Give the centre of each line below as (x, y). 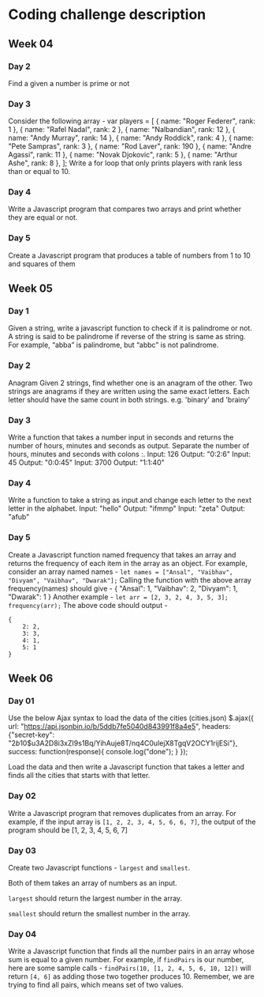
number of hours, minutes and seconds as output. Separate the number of (129, 446)
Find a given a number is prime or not (69, 83)
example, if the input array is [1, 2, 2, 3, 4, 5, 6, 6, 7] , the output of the (132, 821)
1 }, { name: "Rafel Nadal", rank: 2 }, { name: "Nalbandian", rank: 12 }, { (122, 130)
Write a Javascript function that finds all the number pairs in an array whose (131, 951)
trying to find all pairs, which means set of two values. (96, 985)
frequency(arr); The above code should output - (88, 605)
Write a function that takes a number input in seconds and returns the (121, 437)
